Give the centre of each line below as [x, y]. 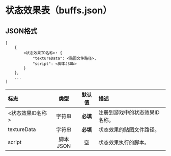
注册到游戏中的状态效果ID [129, 112]
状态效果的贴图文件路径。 [129, 130]
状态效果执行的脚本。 [124, 142]
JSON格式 [21, 31]
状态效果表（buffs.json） [59, 10]
